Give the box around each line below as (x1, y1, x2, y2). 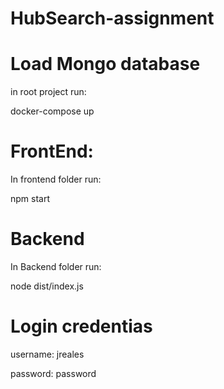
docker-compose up (10, 105, 95, 117)
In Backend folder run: (10, 261, 102, 272)
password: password (10, 367, 97, 379)
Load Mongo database (10, 53, 201, 76)
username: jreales (10, 348, 85, 360)
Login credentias (10, 315, 153, 338)
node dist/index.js (10, 280, 84, 292)
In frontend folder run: (10, 173, 102, 186)
